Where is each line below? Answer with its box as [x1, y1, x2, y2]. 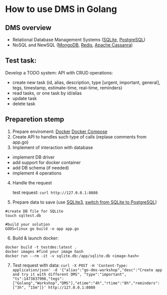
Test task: [5, 56, 37, 65]
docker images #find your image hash [5, 249, 84, 254]
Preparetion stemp [5, 115, 64, 123]
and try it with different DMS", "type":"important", [12, 271, 127, 277]
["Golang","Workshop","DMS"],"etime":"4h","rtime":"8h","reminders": [12, 280, 161, 285]
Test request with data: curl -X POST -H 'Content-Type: [12, 262, 128, 268]
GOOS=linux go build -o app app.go [5, 226, 79, 231]
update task [12, 95, 37, 101]
